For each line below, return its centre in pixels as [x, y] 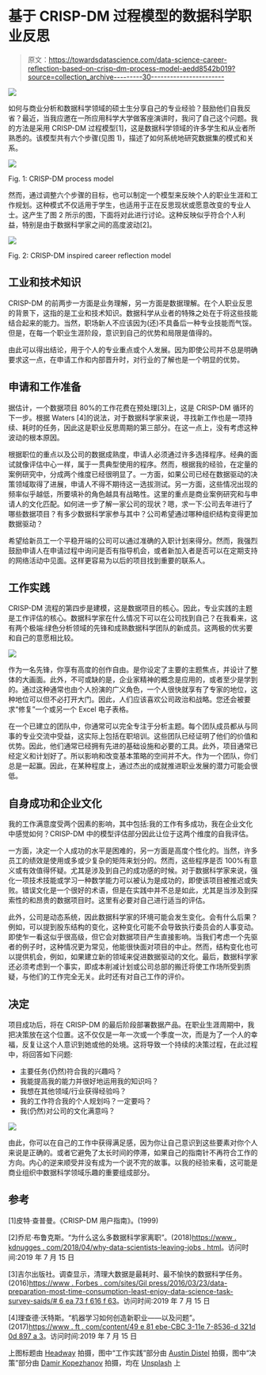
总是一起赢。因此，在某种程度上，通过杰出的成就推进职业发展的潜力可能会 [129, 766]
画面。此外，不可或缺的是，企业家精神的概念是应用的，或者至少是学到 [143, 680]
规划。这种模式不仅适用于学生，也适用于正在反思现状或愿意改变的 [122, 205]
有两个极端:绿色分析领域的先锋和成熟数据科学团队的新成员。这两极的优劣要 [131, 628]
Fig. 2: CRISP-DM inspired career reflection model [90, 255]
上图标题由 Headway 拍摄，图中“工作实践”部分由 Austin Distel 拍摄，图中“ [129, 1353]
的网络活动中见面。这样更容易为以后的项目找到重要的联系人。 [109, 560]
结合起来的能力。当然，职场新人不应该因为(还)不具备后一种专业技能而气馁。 [132, 323]
